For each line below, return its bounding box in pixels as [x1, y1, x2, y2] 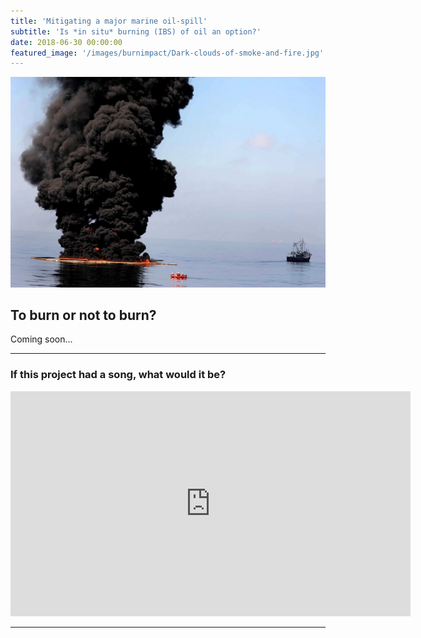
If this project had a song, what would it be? [10, 368, 227, 382]
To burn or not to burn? [10, 307, 157, 324]
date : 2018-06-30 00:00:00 [10, 37, 123, 47]
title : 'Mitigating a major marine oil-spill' [10, 16, 208, 26]
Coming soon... [10, 333, 73, 345]
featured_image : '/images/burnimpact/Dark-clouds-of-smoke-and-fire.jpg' [10, 48, 325, 58]
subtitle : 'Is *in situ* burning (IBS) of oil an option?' [10, 26, 262, 37]
